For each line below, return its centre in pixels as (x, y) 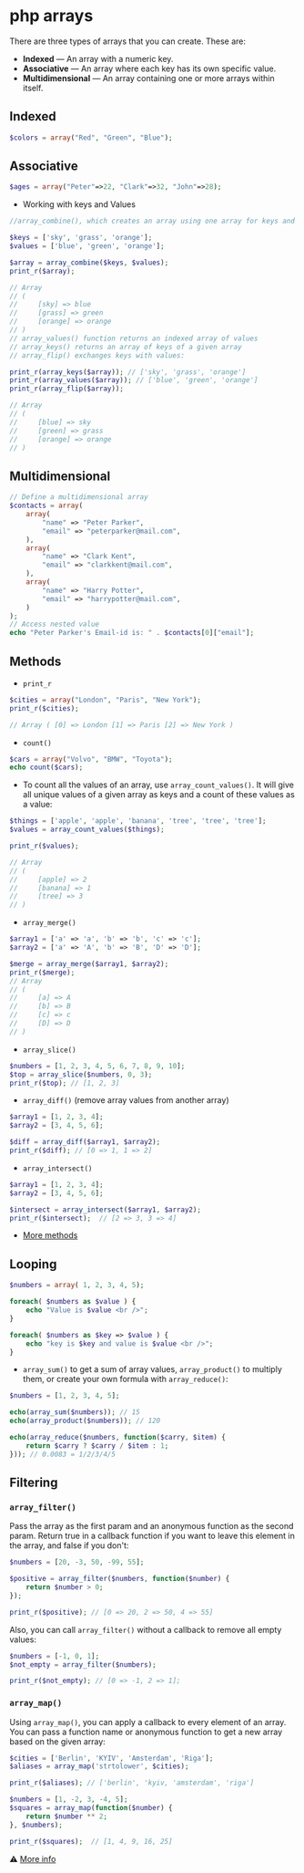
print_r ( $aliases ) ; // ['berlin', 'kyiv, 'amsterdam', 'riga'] (132, 1783)
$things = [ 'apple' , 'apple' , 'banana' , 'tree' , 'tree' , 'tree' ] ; (138, 821)
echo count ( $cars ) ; (46, 767)
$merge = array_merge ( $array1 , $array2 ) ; (89, 963)
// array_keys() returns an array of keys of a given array (126, 347)
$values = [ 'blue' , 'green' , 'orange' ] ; (87, 246)
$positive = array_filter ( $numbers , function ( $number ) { (120, 1579)
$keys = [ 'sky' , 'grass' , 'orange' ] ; (81, 238)
